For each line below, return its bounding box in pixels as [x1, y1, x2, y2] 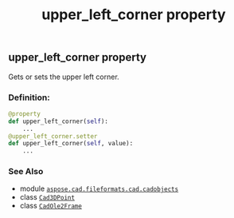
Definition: [8, 92, 50, 103]
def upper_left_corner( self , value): [8, 140, 134, 148]
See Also [8, 166, 44, 177]
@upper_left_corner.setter [8, 132, 98, 141]
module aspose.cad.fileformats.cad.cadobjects [19, 184, 179, 193]
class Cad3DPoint [19, 192, 76, 202]
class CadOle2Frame [19, 201, 82, 211]
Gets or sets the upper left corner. [8, 72, 119, 81]
